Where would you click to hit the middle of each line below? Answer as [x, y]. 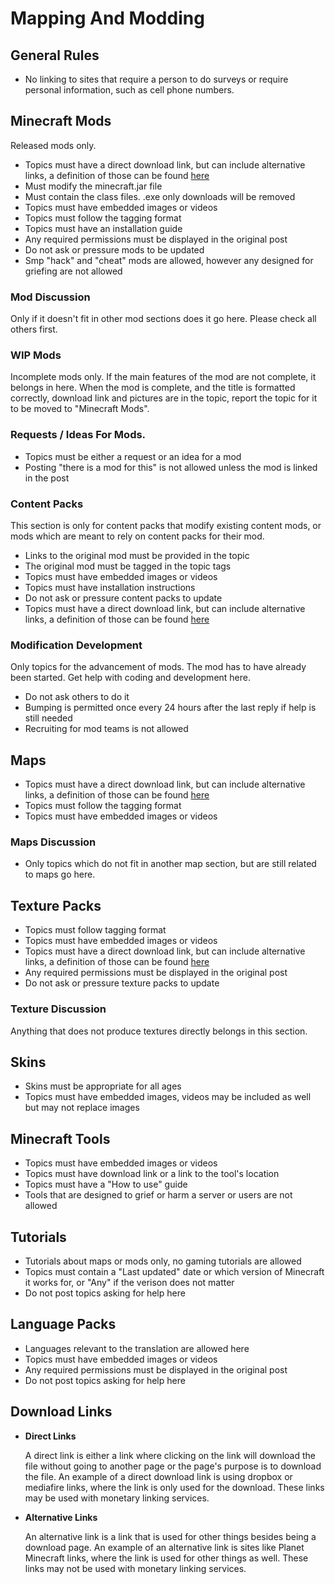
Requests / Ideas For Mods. [78, 435]
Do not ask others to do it [77, 697]
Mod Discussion [50, 297]
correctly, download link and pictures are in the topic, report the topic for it [164, 398]
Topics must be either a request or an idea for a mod [133, 456]
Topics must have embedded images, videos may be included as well [168, 1097]
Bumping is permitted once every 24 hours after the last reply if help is [170, 708]
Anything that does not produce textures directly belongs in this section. [159, 1031]
